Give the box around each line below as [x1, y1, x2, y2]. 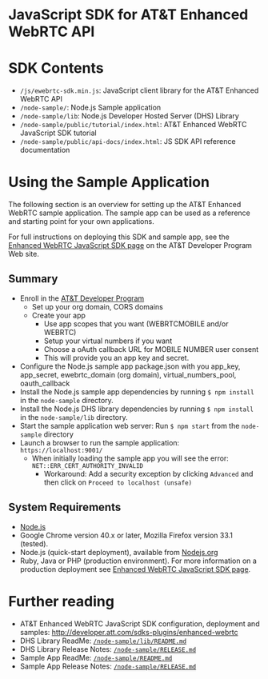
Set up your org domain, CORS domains [31, 302, 164, 311]
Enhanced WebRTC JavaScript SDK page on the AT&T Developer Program [8, 241, 252, 250]
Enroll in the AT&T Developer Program [19, 294, 145, 303]
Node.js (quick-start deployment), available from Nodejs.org [19, 547, 218, 557]
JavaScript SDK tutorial [19, 128, 98, 138]
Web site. [8, 250, 40, 259]
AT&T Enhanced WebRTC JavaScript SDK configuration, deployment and [19, 618, 260, 629]
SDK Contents [8, 59, 104, 78]
